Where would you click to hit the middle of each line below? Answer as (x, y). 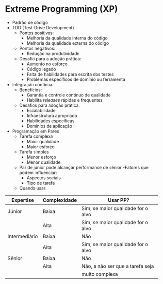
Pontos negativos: (37, 48)
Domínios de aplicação (49, 126)
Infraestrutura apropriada (52, 115)
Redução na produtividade (53, 53)
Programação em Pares (36, 131)
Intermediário (23, 236)
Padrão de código (30, 22)
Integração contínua (32, 84)
